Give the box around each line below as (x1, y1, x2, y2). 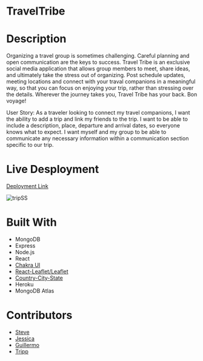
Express (15, 242, 36, 249)
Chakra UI (15, 261, 41, 268)
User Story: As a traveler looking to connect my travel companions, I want (6, 109, 190, 116)
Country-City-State (15, 274, 64, 282)
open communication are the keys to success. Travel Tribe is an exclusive (6, 59, 190, 66)
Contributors (6, 308, 73, 322)
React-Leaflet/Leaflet (15, 268, 68, 275)
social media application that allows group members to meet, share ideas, (6, 65, 190, 72)
